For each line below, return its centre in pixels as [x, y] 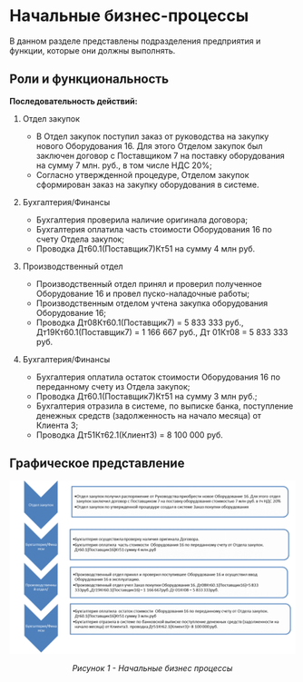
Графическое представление [97, 464]
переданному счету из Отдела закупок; [113, 386]
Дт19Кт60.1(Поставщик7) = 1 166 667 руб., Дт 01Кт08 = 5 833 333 [162, 331]
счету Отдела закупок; [80, 239]
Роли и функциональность [89, 79]
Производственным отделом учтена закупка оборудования [152, 303]
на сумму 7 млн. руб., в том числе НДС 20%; [124, 165]
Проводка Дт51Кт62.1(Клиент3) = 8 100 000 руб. [130, 435]
